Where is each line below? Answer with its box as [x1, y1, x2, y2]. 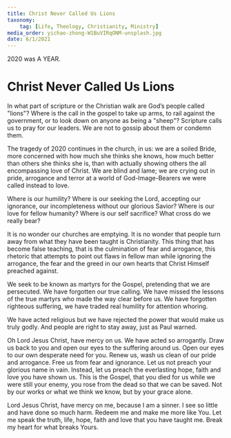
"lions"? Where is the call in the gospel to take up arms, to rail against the [7, 109, 215, 117]
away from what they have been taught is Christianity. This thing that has [7, 238, 214, 246]
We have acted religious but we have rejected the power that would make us [7, 316, 224, 324]
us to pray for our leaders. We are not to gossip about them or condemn [7, 124, 212, 132]
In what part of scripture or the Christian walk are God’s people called [7, 102, 205, 111]
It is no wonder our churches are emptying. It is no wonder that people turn [7, 230, 221, 238]
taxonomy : [7, 17, 36, 23]
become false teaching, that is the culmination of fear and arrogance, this [7, 245, 216, 253]
